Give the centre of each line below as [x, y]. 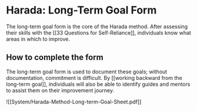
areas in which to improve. [38, 39]
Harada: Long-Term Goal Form [81, 10]
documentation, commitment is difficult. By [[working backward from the [94, 78]
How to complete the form [55, 57]
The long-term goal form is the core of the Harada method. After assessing [97, 26]
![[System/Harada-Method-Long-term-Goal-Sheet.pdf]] [74, 102]
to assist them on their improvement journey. [60, 90]
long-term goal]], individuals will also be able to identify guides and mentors [98, 84]
